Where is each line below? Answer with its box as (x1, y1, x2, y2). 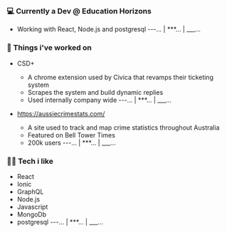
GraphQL (16, 187, 44, 196)
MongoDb (16, 209, 47, 219)
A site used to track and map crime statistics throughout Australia (27, 123, 220, 132)
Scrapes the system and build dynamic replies (27, 88, 164, 96)
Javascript (16, 202, 48, 211)
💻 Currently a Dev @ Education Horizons (6, 6, 152, 16)
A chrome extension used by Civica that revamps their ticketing (27, 73, 214, 81)
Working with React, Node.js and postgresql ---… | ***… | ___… (16, 25, 201, 33)
